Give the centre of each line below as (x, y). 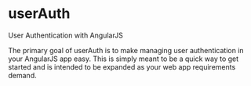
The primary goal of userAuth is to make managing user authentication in (126, 50)
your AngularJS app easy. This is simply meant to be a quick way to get (124, 59)
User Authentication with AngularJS (66, 35)
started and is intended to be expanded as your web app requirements (122, 66)
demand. (22, 75)
